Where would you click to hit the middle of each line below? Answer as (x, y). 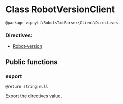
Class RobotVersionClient (60, 9)
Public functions (32, 62)
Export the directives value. (34, 96)
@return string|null (27, 86)
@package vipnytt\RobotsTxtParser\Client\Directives (62, 23)
